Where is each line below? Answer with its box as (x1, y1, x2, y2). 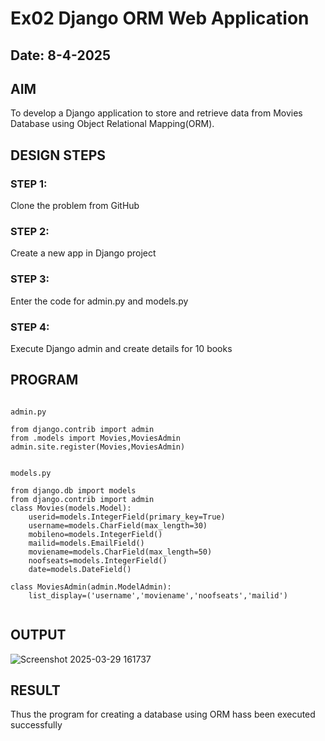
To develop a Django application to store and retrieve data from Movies (10, 107, 303, 119)
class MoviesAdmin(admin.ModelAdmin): (10, 582, 172, 592)
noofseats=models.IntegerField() (28, 555, 168, 566)
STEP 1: (10, 177, 48, 191)
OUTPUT (10, 627, 67, 644)
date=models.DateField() (28, 564, 132, 574)
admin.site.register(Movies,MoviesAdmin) (10, 442, 186, 452)
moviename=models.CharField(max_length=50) (28, 547, 213, 557)
